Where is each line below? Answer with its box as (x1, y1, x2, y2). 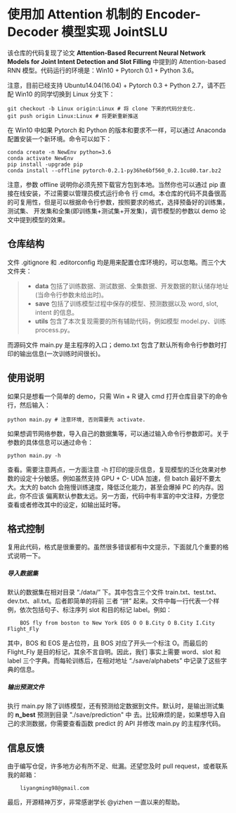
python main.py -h (7, 452, 61, 459)
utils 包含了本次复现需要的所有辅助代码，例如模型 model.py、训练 (34, 317, 226, 325)
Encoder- (145, 6, 202, 22)
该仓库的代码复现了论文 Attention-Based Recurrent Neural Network (7, 48, 206, 57)
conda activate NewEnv (7, 155, 74, 162)
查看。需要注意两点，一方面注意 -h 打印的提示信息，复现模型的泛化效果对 (7, 465, 221, 474)
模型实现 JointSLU (60, 24, 169, 40)
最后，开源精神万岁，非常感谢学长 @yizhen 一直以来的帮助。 (7, 798, 184, 807)
